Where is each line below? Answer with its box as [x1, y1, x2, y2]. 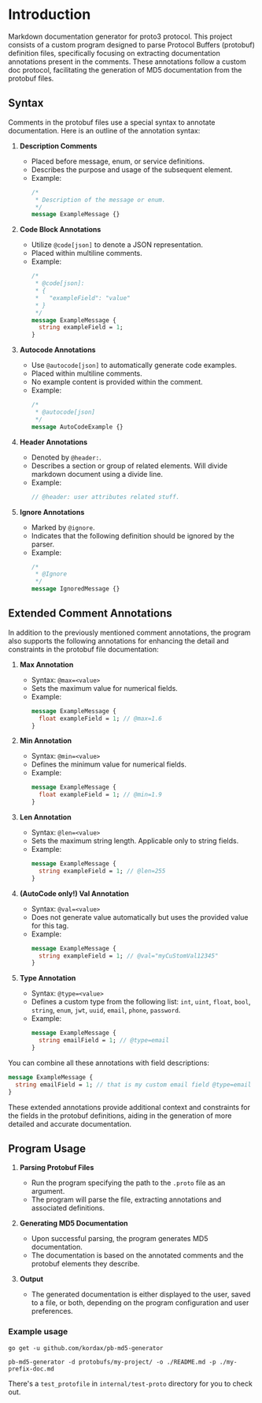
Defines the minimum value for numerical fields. [31, 760, 187, 769]
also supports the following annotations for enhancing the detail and [8, 636, 230, 645]
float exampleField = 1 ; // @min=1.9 [38, 791, 163, 799]
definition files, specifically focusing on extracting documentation [8, 48, 220, 58]
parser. [31, 539, 55, 549]
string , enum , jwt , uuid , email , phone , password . [31, 1005, 181, 1015]
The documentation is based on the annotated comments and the [31, 1251, 244, 1260]
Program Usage [8, 1142, 87, 1155]
